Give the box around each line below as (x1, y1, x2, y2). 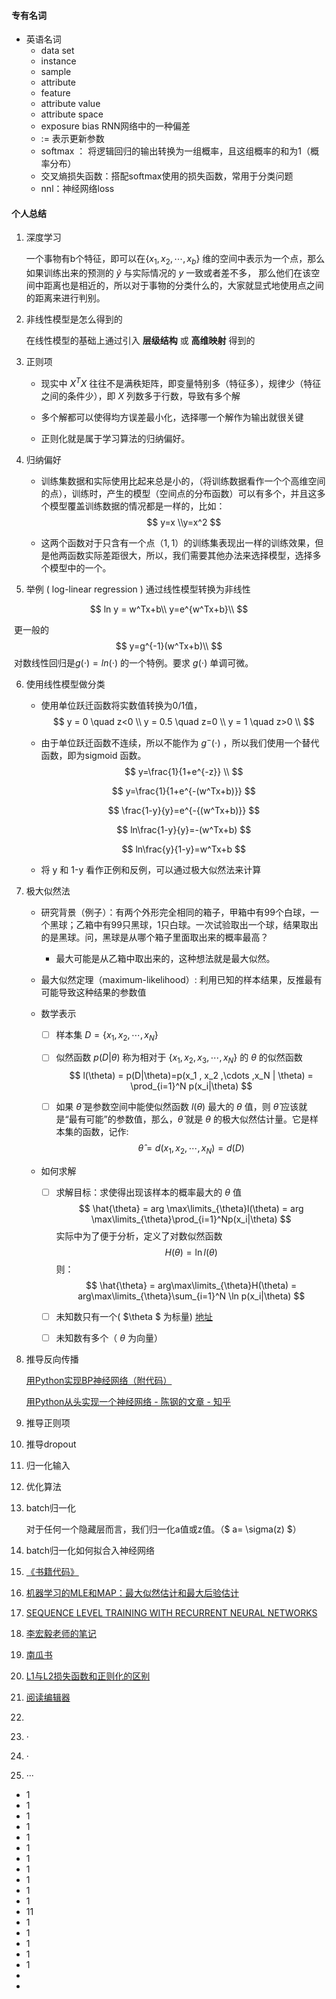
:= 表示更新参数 (40, 133, 105, 145)
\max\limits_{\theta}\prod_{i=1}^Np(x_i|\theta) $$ (90, 1213, 292, 1225)
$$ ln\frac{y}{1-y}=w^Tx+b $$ (121, 843, 247, 855)
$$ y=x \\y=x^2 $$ (146, 516, 222, 528)
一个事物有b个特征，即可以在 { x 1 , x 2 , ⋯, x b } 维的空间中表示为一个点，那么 (25, 253, 326, 267)
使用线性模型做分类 (25, 678, 106, 690)
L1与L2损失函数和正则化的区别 (25, 1670, 151, 1682)
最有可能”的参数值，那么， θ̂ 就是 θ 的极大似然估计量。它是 (68, 1113, 310, 1125)
